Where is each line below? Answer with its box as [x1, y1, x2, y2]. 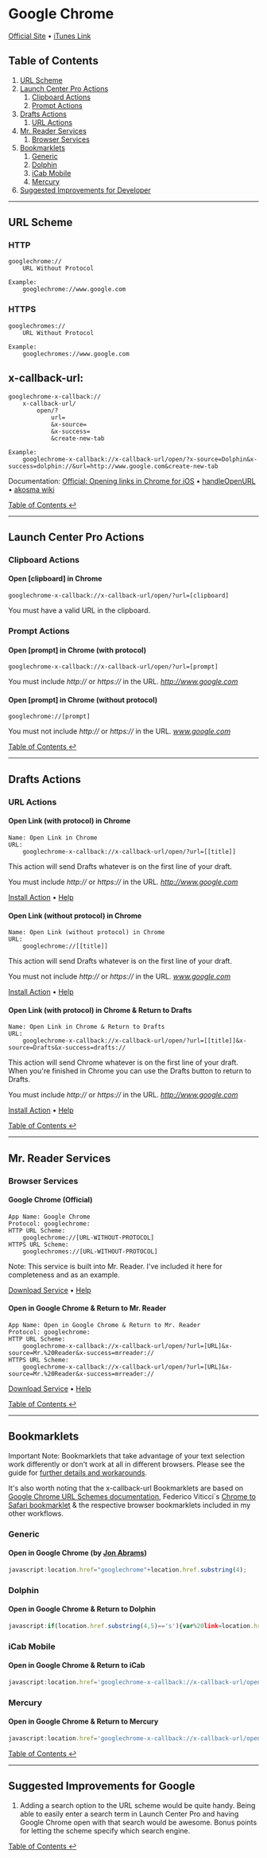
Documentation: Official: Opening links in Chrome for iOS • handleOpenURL [8, 476, 256, 485]
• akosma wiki [8, 485, 55, 494]
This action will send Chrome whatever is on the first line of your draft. [8, 1058, 238, 1067]
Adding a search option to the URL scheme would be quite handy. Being [19, 1800, 256, 1810]
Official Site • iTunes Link [8, 31, 91, 41]
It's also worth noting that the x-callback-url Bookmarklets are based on [8, 1483, 244, 1493]
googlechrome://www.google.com [22, 286, 126, 294]
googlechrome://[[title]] [22, 942, 109, 951]
